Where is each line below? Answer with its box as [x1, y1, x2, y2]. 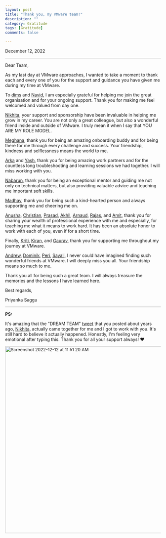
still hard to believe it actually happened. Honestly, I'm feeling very [5, 331, 141, 337]
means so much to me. [5, 263, 52, 269]
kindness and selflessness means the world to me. [5, 148, 108, 154]
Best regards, [5, 288, 33, 293]
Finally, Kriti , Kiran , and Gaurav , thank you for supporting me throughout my [5, 238, 159, 244]
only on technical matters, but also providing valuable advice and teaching [5, 183, 157, 188]
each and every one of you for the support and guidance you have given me [5, 77, 160, 83]
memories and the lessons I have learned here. [5, 278, 101, 284]
